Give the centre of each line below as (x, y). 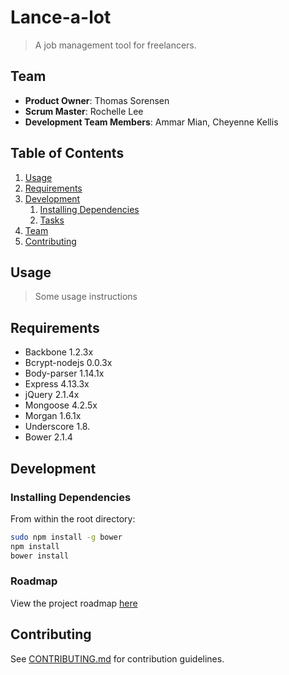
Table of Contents (67, 153)
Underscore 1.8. (57, 427)
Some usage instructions (86, 297)
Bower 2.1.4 (48, 437)
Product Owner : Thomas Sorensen (97, 100)
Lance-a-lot (61, 17)
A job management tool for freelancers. (115, 45)
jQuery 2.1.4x (52, 395)
